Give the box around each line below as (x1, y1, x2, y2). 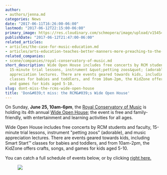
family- (133, 109, 148, 115)
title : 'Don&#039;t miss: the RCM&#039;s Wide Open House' (5, 90, 130, 95)
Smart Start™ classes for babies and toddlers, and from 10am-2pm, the (5, 140, 150, 146)
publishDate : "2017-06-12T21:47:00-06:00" (5, 35, 94, 40)
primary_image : (5, 30, 37, 35)
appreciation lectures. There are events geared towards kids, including (5, 135, 150, 141)
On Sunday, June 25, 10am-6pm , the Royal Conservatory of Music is (5, 104, 147, 110)
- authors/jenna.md (5, 12, 46, 17)
